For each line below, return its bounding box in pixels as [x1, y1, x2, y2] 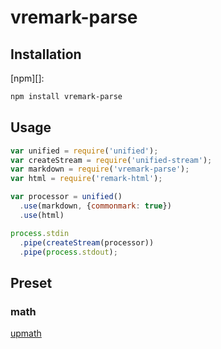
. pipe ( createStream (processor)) [19, 237, 155, 248]
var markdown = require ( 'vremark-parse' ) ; [10, 164, 190, 175]
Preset [10, 274, 53, 291]
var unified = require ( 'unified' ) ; [10, 146, 159, 156]
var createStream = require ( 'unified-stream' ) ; [10, 155, 213, 165]
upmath [10, 327, 42, 340]
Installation [10, 46, 82, 63]
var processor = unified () [10, 192, 123, 202]
